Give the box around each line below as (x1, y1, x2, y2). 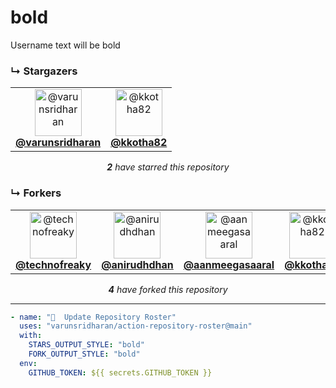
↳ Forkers (10, 186, 62, 200)
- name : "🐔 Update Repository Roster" (10, 312, 177, 322)
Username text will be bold (10, 39, 121, 51)
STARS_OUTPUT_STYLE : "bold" (28, 340, 145, 350)
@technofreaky (15, 257, 92, 271)
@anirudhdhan (101, 257, 174, 271)
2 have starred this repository (106, 161, 230, 173)
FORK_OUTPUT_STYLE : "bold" (28, 349, 141, 360)
